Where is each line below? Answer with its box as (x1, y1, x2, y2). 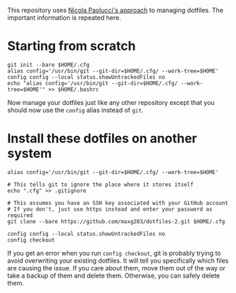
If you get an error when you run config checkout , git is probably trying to (7, 249, 221, 257)
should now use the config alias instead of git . (7, 106, 144, 114)
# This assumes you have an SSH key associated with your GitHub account (7, 199, 229, 206)
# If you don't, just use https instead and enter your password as (7, 206, 213, 213)
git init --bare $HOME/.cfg (7, 61, 90, 68)
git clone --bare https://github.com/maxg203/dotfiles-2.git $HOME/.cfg (7, 218, 225, 225)
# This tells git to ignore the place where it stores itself (7, 181, 194, 188)
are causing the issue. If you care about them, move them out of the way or (7, 263, 226, 272)
